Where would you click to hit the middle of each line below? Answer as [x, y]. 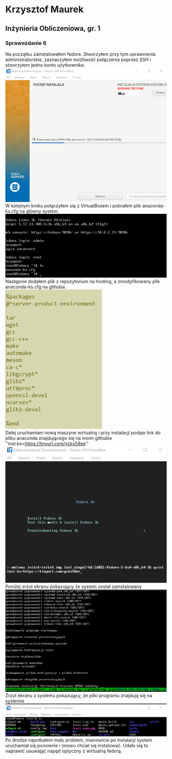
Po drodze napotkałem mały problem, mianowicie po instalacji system [79, 740]
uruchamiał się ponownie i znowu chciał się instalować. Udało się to [77, 745]
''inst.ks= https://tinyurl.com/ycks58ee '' [47, 444]
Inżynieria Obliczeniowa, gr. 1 [53, 28]
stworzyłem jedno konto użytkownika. [45, 65]
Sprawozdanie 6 [26, 43]
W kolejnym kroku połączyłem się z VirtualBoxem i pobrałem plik [73, 206]
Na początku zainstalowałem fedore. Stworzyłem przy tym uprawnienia [81, 54]
